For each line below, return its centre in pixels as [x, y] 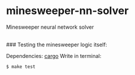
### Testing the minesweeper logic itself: [57, 45]
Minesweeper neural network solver [50, 27]
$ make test [21, 67]
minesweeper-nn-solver [67, 11]
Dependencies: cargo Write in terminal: [54, 56]
